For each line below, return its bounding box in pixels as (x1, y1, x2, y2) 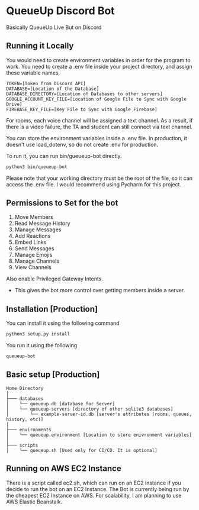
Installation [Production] (6, 304, 98, 314)
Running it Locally (6, 41, 74, 51)
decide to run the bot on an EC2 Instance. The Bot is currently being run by (6, 485, 190, 492)
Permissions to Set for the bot (6, 198, 118, 208)
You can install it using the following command (6, 319, 120, 327)
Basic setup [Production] (6, 370, 100, 380)
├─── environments (6, 427, 52, 432)
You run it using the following (6, 342, 78, 349)
